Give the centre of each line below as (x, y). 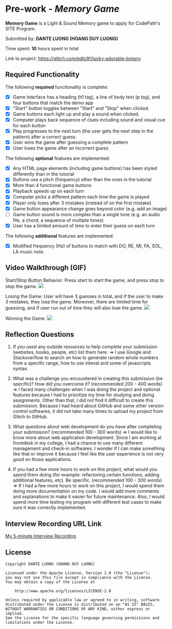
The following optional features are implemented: (58, 158)
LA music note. (28, 252)
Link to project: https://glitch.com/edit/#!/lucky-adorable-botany (73, 58)
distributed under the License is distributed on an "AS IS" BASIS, (80, 605)
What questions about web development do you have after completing (87, 427)
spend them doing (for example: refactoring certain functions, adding (86, 475)
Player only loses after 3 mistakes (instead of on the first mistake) (82, 203)
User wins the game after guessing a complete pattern (70, 142)
